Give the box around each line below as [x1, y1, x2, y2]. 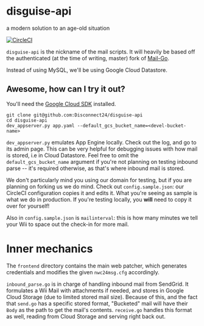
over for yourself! [6, 202, 50, 210]
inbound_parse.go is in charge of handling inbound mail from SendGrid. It [6, 280, 189, 288]
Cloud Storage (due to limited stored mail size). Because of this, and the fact [6, 293, 198, 300]
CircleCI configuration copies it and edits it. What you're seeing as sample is [6, 189, 198, 196]
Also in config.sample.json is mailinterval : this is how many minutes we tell [6, 214, 198, 221]
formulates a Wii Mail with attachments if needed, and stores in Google [6, 286, 185, 294]
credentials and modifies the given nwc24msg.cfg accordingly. [6, 268, 160, 275]
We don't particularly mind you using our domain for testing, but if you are [6, 176, 192, 183]
